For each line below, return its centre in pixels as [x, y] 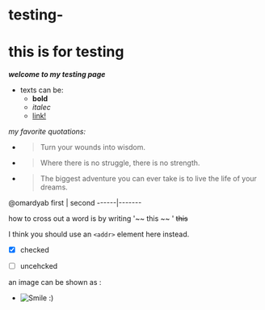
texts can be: [42, 90]
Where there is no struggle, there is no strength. [120, 163]
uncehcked [39, 266]
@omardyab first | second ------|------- [75, 203]
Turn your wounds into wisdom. [93, 147]
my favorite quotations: [47, 132]
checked [35, 250]
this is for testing [66, 52]
